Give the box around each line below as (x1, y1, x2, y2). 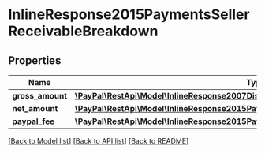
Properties (8, 54, 62, 67)
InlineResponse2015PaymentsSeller (8, 6, 250, 24)
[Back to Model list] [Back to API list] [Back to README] (8, 136, 189, 145)
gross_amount (12, 91, 68, 101)
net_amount (12, 103, 58, 114)
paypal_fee (12, 116, 55, 127)
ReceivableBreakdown (8, 22, 159, 40)
